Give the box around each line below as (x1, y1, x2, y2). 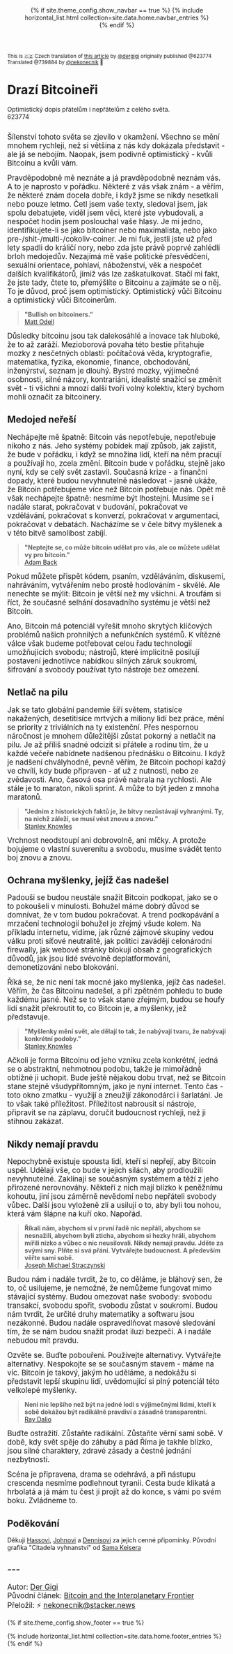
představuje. (7, 1012, 51, 1022)
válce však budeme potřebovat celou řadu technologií (7, 638, 193, 648)
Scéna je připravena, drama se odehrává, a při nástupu (7, 1470, 196, 1479)
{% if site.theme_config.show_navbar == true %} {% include (30, 6, 204, 14)
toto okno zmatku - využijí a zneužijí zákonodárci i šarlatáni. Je (7, 1091, 223, 1100)
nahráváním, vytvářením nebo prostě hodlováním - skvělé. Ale (7, 580, 220, 590)
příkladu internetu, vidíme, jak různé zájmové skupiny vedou (7, 928, 214, 938)
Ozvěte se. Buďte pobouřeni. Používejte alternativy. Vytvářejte (7, 1350, 221, 1360)
